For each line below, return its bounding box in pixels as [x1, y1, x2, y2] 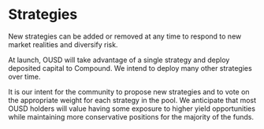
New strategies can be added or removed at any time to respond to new [8, 31, 242, 41]
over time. [8, 72, 41, 81]
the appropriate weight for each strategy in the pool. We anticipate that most [8, 95, 257, 105]
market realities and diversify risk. [8, 39, 118, 49]
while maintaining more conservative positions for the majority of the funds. [8, 112, 255, 121]
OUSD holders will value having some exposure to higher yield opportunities [8, 104, 256, 113]
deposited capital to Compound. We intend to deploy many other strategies [8, 63, 252, 72]
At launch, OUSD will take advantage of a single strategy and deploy [8, 55, 230, 64]
